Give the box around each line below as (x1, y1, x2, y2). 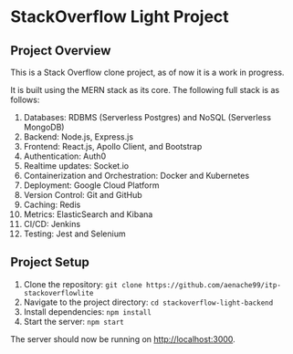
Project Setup (10, 255, 90, 270)
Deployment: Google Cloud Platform (23, 180, 160, 191)
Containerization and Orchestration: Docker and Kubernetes (23, 171, 250, 181)
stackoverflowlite (23, 288, 94, 297)
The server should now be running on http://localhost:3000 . (10, 333, 235, 344)
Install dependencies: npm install (23, 306, 152, 317)
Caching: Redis (23, 199, 81, 210)
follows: (10, 94, 40, 105)
